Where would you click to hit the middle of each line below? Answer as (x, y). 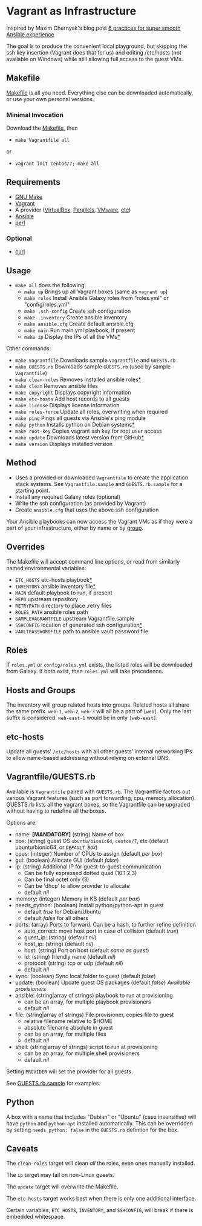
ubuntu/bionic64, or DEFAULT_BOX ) (56, 847)
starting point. (32, 490)
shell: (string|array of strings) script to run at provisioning (86, 1047)
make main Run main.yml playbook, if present (80, 330)
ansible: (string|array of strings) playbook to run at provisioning (94, 995)
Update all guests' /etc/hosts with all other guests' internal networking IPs (99, 751)
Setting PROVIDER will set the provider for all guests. (70, 1071)
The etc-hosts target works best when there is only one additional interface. (101, 1199)
